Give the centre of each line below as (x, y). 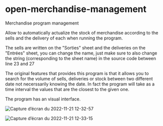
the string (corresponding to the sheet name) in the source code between (81, 58)
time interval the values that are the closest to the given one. (67, 89)
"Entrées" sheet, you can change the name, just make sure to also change (81, 53)
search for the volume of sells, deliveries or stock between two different (79, 78)
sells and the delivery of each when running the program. (64, 38)
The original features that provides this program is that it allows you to (77, 73)
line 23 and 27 (20, 63)
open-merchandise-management (76, 9)
